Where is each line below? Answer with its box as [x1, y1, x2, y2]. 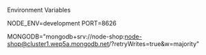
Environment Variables [7, 6, 71, 14]
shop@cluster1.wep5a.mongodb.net [7, 40, 110, 47]
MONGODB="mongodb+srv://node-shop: [7, 32, 125, 41]
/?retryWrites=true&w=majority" [108, 40, 200, 47]
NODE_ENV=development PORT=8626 [7, 19, 117, 27]
